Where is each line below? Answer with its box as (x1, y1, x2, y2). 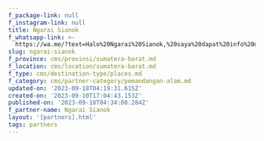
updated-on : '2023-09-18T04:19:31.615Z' (8, 84, 143, 92)
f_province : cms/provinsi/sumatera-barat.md (8, 56, 156, 63)
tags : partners (8, 121, 58, 128)
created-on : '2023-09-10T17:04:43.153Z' (8, 92, 143, 99)
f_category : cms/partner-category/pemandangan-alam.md (8, 77, 192, 85)
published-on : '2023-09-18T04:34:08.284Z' (8, 99, 149, 107)
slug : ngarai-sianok (8, 48, 76, 56)
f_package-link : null (8, 11, 79, 20)
